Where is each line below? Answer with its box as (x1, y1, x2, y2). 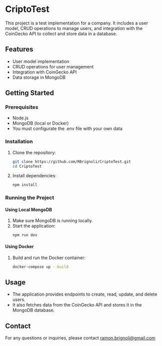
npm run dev (12, 233, 37, 238)
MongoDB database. (12, 307, 55, 313)
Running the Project (5, 194, 54, 201)
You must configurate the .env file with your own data (12, 126, 123, 132)
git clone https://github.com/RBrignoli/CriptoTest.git (12, 159, 131, 164)
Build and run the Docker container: (12, 255, 86, 261)
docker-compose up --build (12, 264, 69, 269)
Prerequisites (5, 104, 38, 111)
